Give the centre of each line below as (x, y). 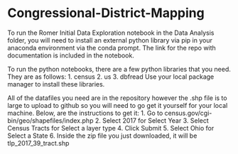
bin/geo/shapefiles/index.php (50, 120)
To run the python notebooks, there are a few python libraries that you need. (119, 69)
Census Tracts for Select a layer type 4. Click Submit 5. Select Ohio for (111, 128)
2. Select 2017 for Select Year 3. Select (152, 120)
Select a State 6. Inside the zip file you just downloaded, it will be (102, 136)
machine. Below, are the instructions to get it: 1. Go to (85, 113)
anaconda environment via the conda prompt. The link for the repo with (112, 48)
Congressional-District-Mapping (106, 13)
